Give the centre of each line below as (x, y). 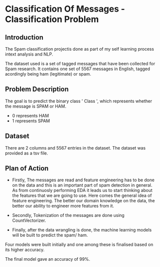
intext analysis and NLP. (29, 54)
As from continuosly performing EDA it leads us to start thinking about (82, 191)
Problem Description (37, 89)
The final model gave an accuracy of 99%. (48, 259)
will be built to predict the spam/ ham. (50, 235)
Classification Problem (52, 19)
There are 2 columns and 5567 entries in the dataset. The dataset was (75, 148)
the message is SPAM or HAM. (36, 106)
